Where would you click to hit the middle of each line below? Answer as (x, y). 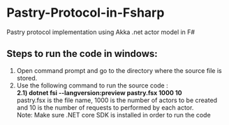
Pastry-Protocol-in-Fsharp (86, 13)
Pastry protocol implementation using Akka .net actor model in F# (101, 32)
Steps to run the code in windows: (82, 54)
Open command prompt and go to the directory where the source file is (119, 70)
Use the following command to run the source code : (92, 85)
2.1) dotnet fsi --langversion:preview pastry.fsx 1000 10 (99, 92)
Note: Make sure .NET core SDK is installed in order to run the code (113, 115)
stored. (27, 78)
